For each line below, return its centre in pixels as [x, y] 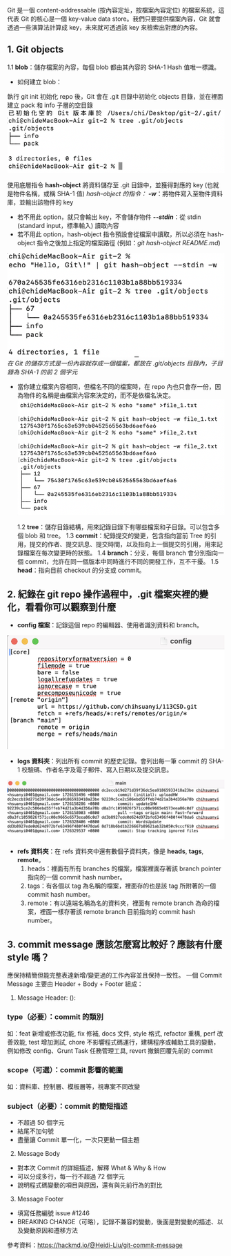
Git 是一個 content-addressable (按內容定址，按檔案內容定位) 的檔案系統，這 [116, 10]
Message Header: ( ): [46, 998]
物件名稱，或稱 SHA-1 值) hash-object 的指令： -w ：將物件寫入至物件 [112, 194]
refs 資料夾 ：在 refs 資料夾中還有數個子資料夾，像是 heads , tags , [110, 851]
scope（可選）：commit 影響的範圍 [65, 1070]
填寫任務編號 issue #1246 [53, 1213]
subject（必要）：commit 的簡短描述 [67, 1106]
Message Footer [40, 1199]
